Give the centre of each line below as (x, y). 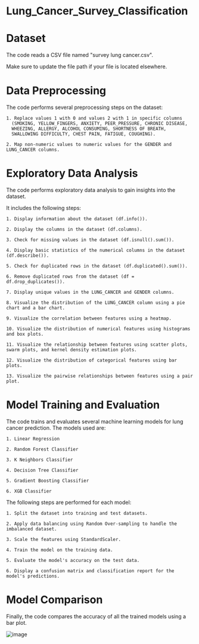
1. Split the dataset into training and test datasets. (77, 513)
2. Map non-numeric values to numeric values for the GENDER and (89, 145)
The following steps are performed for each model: (69, 502)
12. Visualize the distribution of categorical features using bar (92, 360)
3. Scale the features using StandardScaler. (63, 539)
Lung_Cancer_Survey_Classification (97, 11)
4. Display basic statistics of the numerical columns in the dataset (96, 250)
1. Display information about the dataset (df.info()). (77, 219)
